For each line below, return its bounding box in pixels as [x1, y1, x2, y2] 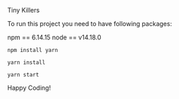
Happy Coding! [7, 84, 51, 92]
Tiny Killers [7, 6, 40, 14]
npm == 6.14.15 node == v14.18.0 [7, 33, 101, 41]
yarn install [7, 59, 46, 66]
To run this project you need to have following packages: [7, 20, 173, 27]
